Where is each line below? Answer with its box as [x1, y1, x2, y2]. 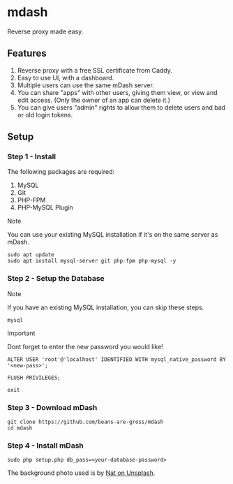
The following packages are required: [7, 168, 115, 176]
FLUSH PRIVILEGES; [7, 374, 61, 381]
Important [7, 329, 36, 337]
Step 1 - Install [7, 152, 57, 161]
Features [7, 47, 47, 59]
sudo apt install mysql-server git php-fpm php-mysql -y [7, 258, 176, 265]
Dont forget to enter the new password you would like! [7, 342, 164, 351]
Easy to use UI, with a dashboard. [17, 73, 114, 82]
